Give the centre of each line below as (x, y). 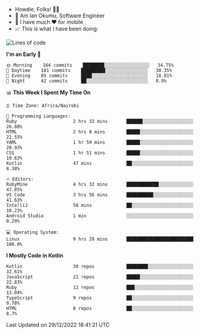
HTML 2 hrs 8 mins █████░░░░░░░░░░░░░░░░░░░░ (100, 132)
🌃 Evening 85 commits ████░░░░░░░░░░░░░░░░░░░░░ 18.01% (89, 76)
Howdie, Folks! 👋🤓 (37, 9)
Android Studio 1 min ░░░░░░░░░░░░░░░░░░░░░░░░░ (100, 216)
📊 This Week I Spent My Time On (48, 92)
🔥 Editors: (20, 179)
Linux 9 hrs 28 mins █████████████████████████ (100, 239)
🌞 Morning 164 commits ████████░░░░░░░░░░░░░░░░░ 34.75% (90, 65)
